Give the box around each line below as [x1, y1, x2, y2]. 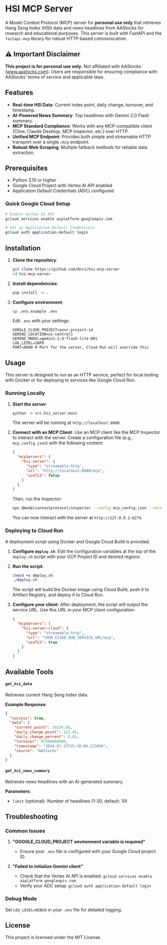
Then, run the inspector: [12, 496, 62, 502]
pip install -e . [12, 290, 49, 295]
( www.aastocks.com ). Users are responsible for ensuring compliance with [5, 68, 158, 74]
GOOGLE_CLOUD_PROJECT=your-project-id [12, 327, 93, 332]
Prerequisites [5, 163, 48, 172]
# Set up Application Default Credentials [5, 225, 95, 230]
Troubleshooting [5, 812, 58, 820]
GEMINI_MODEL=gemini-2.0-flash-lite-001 [12, 336, 98, 341]
